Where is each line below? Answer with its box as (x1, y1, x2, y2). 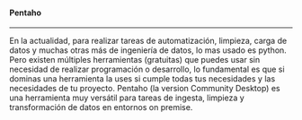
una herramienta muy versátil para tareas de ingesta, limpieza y (9, 92, 244, 103)
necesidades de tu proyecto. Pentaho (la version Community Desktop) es (9, 83, 280, 94)
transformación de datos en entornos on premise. (9, 102, 193, 113)
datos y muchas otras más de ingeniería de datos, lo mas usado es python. (9, 45, 288, 56)
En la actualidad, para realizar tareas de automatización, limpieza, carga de (9, 36, 288, 47)
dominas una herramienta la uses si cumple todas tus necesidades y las (9, 73, 276, 84)
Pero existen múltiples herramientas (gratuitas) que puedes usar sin (9, 55, 261, 65)
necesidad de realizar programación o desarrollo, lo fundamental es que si (9, 64, 285, 75)
